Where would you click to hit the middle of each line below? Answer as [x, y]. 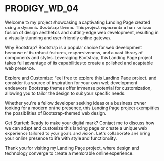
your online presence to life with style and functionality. [61, 138]
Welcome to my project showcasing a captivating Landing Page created [78, 22]
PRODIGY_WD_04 [42, 9]
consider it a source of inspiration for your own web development [71, 83]
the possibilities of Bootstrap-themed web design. [56, 113]
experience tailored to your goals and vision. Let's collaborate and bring [78, 133]
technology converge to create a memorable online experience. [69, 153]
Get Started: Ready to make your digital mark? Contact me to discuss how [80, 123]
